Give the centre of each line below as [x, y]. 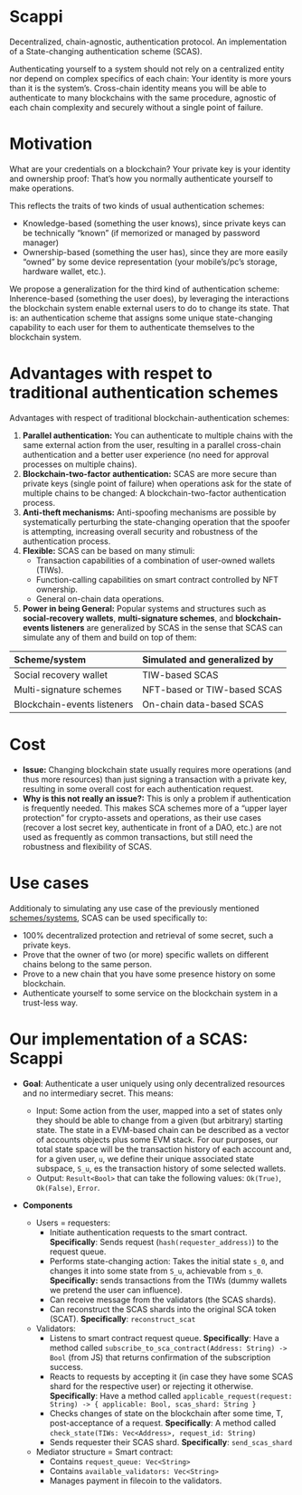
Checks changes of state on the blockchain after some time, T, [166, 1413]
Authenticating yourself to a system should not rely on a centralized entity [147, 69]
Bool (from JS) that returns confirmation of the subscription [160, 1357]
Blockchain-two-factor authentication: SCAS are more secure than [150, 473]
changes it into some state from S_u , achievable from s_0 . [156, 1271]
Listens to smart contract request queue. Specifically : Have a [165, 1338]
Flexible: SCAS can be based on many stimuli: [109, 550]
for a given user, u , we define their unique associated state [145, 1158]
